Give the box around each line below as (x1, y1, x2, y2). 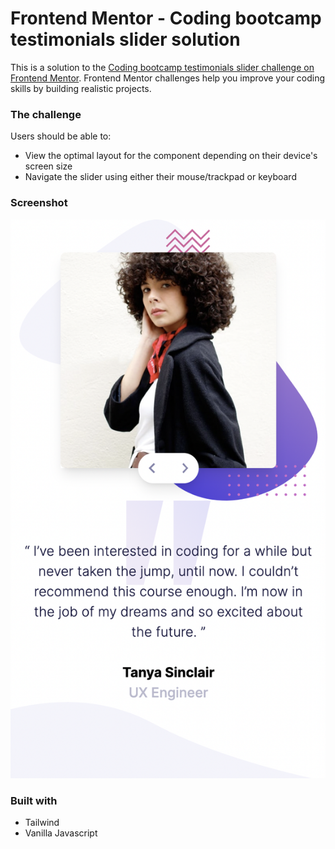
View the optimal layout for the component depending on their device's (24, 150, 318, 162)
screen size (24, 160, 73, 172)
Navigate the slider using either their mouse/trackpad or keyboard (24, 171, 297, 183)
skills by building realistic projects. (10, 82, 152, 94)
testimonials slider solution (10, 28, 241, 51)
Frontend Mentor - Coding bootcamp (10, 7, 322, 30)
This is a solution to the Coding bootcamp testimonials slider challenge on (10, 61, 315, 73)
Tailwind (24, 817, 60, 829)
